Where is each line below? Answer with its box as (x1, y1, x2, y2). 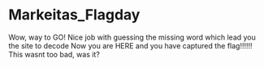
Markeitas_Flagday (8, 6, 141, 24)
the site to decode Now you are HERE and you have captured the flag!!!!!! (8, 40, 253, 50)
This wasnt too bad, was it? (8, 49, 100, 59)
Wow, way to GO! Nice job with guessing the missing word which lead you (8, 32, 256, 42)
